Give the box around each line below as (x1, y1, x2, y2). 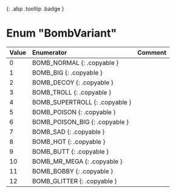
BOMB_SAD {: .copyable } (32, 127, 105, 136)
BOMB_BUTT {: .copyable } (32, 147, 109, 155)
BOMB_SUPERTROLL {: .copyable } (32, 98, 132, 106)
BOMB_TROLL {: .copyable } (32, 88, 112, 96)
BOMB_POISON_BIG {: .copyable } (32, 118, 129, 126)
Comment (137, 48, 167, 56)
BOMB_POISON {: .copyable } (32, 107, 116, 116)
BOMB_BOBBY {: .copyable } (32, 167, 113, 175)
